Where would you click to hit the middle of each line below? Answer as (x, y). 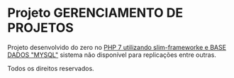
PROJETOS (41, 28)
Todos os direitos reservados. (51, 68)
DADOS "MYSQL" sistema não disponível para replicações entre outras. (112, 55)
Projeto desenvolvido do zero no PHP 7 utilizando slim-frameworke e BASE (117, 47)
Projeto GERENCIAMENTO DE (95, 13)
